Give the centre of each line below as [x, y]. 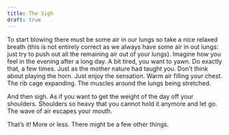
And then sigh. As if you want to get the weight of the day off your [100, 96]
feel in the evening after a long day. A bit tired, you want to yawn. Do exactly [115, 61]
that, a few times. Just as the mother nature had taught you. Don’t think [108, 69]
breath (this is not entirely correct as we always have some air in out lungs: [113, 47]
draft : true [24, 20]
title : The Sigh [30, 13]
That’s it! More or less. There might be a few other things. [88, 124]
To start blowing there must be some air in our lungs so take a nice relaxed [112, 39]
